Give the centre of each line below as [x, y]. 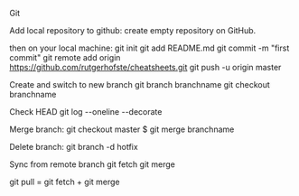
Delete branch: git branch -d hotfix [74, 147]
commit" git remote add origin [65, 57]
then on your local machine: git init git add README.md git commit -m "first [149, 48]
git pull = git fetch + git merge [65, 182]
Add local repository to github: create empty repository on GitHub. [133, 30]
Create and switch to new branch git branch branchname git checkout [140, 84]
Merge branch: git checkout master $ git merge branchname [122, 129]
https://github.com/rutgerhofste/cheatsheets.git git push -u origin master [145, 67]
